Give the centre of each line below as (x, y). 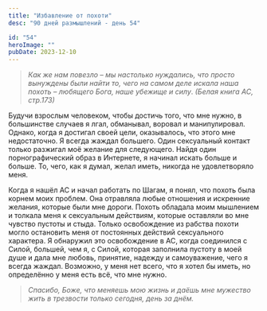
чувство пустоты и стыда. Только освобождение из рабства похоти (124, 224)
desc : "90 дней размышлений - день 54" (75, 23)
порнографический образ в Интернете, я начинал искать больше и (123, 158)
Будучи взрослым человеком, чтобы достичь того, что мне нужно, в (125, 115)
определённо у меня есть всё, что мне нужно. (88, 274)
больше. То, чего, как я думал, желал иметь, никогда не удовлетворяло (131, 166)
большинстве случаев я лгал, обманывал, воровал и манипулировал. (127, 124)
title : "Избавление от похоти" (60, 16)
